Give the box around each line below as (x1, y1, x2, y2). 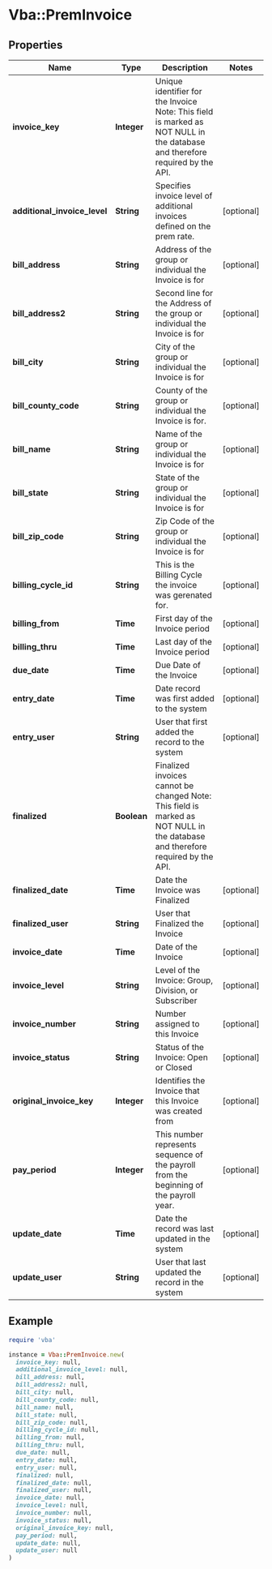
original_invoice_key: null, (15, 1524, 114, 1532)
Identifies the (155, 1075, 206, 1086)
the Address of (155, 298, 212, 309)
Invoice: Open (155, 1052, 208, 1063)
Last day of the (155, 637, 213, 647)
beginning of (155, 1180, 204, 1190)
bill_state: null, (15, 1411, 79, 1419)
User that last (155, 1257, 206, 1267)
